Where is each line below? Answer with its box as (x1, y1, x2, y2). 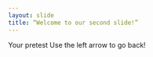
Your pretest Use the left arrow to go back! (8, 40, 147, 49)
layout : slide (8, 11, 55, 20)
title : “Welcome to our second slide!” (8, 19, 139, 27)
